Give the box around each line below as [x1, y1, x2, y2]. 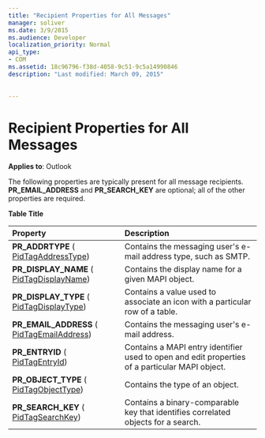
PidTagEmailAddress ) [12, 329, 92, 340]
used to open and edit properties [125, 352, 246, 363]
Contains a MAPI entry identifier [125, 342, 243, 353]
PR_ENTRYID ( [12, 346, 67, 358]
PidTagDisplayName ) [12, 274, 91, 285]
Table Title [8, 209, 44, 219]
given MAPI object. [125, 274, 195, 285]
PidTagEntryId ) [12, 357, 68, 368]
